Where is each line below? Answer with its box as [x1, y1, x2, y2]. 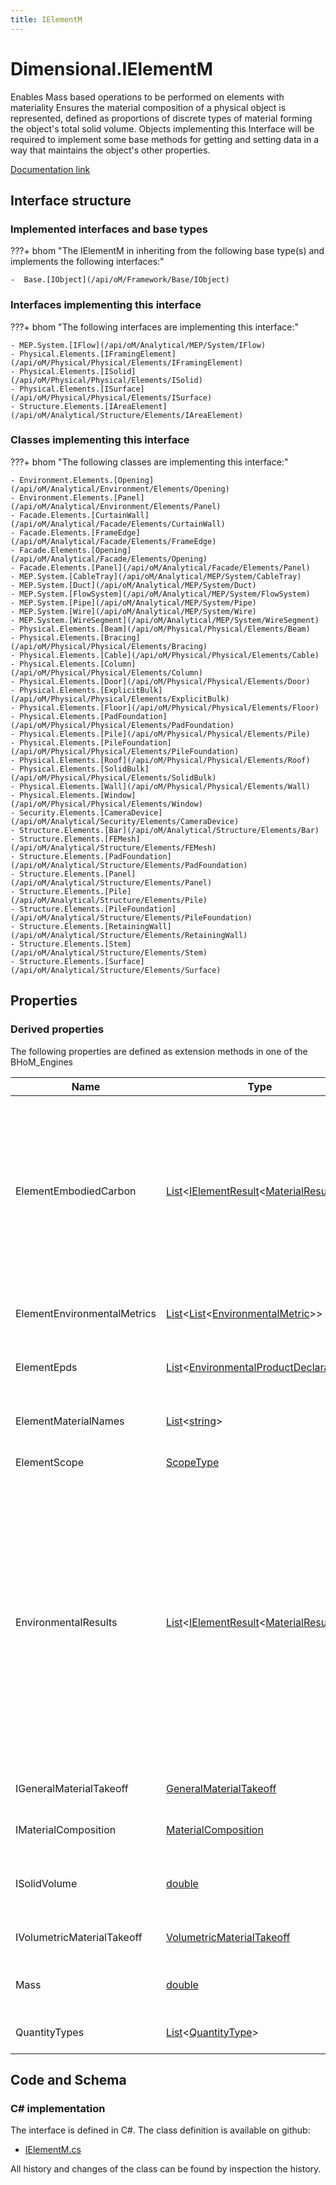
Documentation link [10, 163, 91, 175]
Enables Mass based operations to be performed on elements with [10, 91, 285, 103]
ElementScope [15, 1455, 84, 1469]
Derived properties [10, 1022, 105, 1036]
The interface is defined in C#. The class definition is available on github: [10, 2124, 311, 2136]
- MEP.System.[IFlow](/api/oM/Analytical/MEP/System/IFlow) [10, 340, 267, 350]
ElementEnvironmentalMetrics [15, 1306, 157, 1320]
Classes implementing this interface [10, 433, 190, 447]
